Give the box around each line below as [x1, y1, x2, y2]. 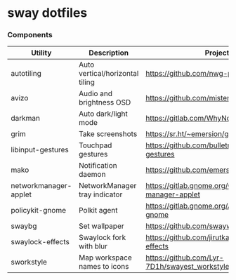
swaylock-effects [11, 237, 70, 247]
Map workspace [78, 253, 132, 262]
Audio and [78, 89, 112, 99]
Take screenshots [78, 129, 138, 139]
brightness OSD [78, 98, 131, 107]
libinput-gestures [11, 145, 69, 155]
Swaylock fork [78, 233, 126, 243]
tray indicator [78, 189, 123, 199]
